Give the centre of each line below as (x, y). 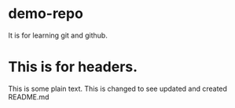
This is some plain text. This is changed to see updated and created (118, 88)
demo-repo (46, 14)
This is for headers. (73, 67)
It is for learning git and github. (58, 35)
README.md (29, 97)
